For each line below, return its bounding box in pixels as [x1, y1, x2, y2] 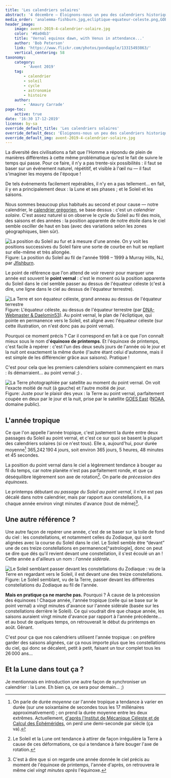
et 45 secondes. [5, 452, 40, 458]
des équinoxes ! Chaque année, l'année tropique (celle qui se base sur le [5, 597, 158, 603]
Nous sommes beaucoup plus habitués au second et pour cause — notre [5, 202, 159, 208]
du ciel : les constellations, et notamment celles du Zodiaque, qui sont [5, 534, 152, 540]
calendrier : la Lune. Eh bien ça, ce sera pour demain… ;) [5, 684, 124, 690]
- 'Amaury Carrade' [23, 102, 65, 107]
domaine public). [5, 401, 41, 407]
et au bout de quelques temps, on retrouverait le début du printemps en [5, 619, 155, 625]
